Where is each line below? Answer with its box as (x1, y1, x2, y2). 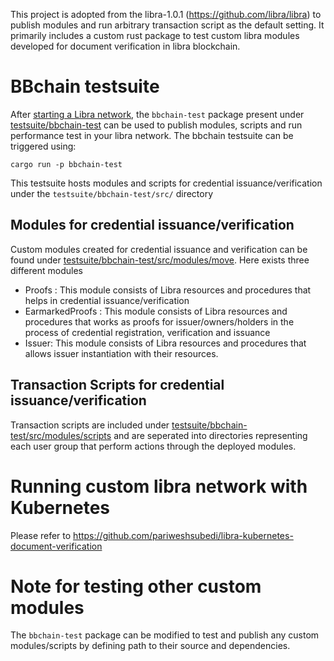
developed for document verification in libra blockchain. (10, 40, 241, 52)
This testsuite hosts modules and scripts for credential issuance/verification (10, 177, 323, 189)
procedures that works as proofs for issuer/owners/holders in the (24, 315, 295, 328)
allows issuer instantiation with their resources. (24, 347, 219, 359)
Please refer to (10, 529, 72, 541)
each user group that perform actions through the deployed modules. (10, 440, 297, 452)
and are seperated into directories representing (113, 429, 308, 441)
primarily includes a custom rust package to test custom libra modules (10, 30, 300, 41)
